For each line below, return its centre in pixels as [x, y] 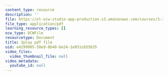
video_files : [19, 51]
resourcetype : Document [30, 38]
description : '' [22, 14]
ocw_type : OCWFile [24, 33]
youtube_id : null [28, 65]
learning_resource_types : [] [35, 28]
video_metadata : [22, 61]
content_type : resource [30, 10]
